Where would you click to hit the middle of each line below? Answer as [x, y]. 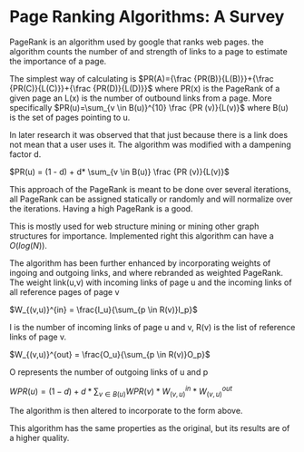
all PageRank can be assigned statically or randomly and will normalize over [151, 199]
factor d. [25, 154]
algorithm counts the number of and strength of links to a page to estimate [148, 51]
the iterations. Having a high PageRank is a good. [101, 208]
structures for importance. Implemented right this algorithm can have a [142, 236]
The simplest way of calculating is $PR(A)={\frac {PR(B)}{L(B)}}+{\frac [142, 78]
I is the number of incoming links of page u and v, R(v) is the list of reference [152, 327]
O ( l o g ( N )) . [29, 245]
